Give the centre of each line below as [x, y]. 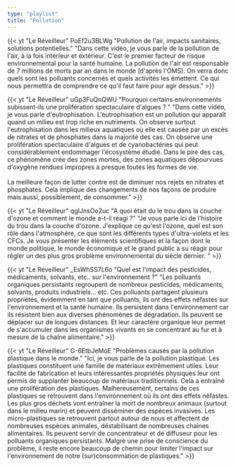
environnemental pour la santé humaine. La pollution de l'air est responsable [118, 63]
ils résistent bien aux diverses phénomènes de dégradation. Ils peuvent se [115, 314]
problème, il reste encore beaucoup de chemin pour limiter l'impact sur [110, 448]
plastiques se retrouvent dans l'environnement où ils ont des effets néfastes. [118, 396]
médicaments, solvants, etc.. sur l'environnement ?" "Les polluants [104, 277]
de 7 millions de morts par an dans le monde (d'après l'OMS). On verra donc [118, 71]
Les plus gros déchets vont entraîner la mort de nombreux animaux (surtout [117, 403]
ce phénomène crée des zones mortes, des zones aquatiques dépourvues [115, 159]
